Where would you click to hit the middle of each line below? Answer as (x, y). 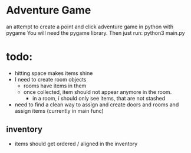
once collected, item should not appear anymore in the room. (98, 92)
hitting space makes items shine (54, 73)
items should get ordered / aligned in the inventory (76, 144)
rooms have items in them (55, 86)
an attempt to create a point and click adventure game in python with (90, 27)
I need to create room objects (50, 79)
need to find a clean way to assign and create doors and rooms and (97, 105)
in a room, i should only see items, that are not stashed (99, 98)
